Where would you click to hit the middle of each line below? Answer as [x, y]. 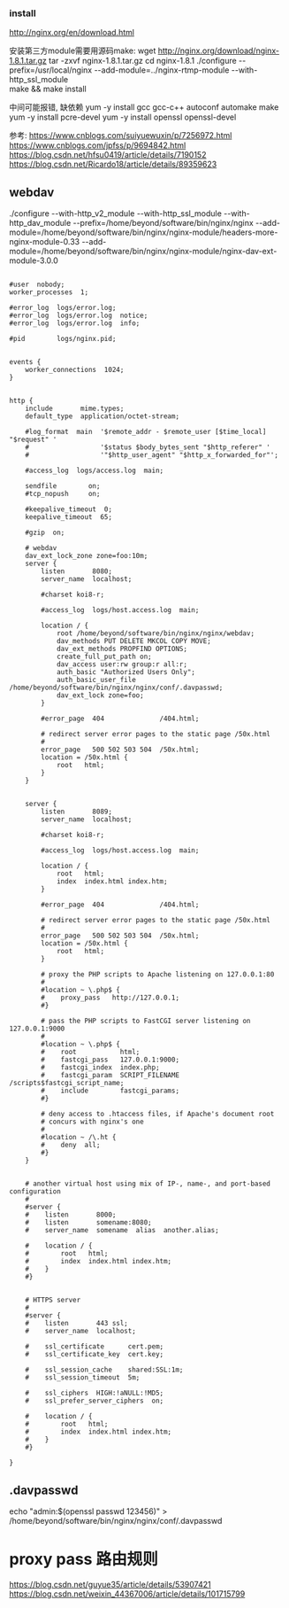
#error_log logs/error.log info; [75, 323]
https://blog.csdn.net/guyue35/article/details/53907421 [110, 1584]
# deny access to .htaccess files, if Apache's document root [158, 1115]
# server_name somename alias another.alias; [122, 1231]
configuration [35, 1192]
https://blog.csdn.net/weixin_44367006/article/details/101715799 [127, 1594]
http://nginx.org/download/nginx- [219, 50]
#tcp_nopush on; [63, 494]
